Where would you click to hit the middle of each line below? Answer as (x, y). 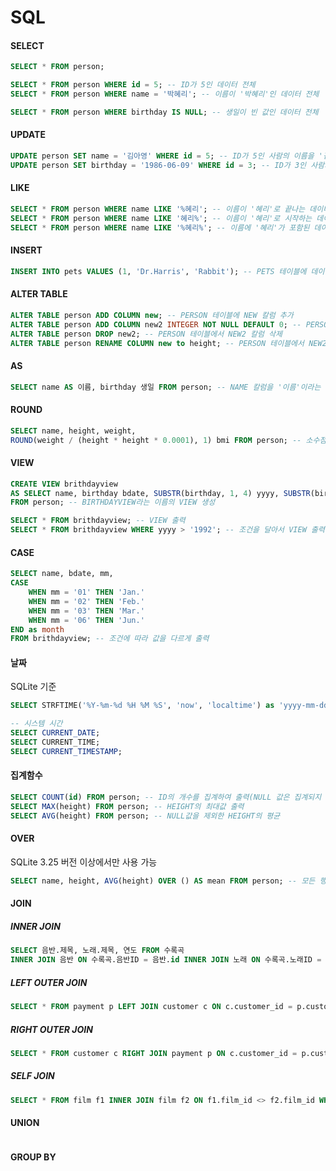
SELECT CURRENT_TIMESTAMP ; (66, 751)
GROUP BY (33, 1157)
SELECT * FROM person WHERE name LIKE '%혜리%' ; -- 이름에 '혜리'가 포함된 (160, 227)
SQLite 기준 (33, 687)
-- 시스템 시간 (36, 724)
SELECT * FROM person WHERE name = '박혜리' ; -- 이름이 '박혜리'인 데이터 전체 (165, 94)
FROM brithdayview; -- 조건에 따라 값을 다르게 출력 (110, 639)
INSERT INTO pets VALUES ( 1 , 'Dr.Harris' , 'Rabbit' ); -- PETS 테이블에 (158, 271)
